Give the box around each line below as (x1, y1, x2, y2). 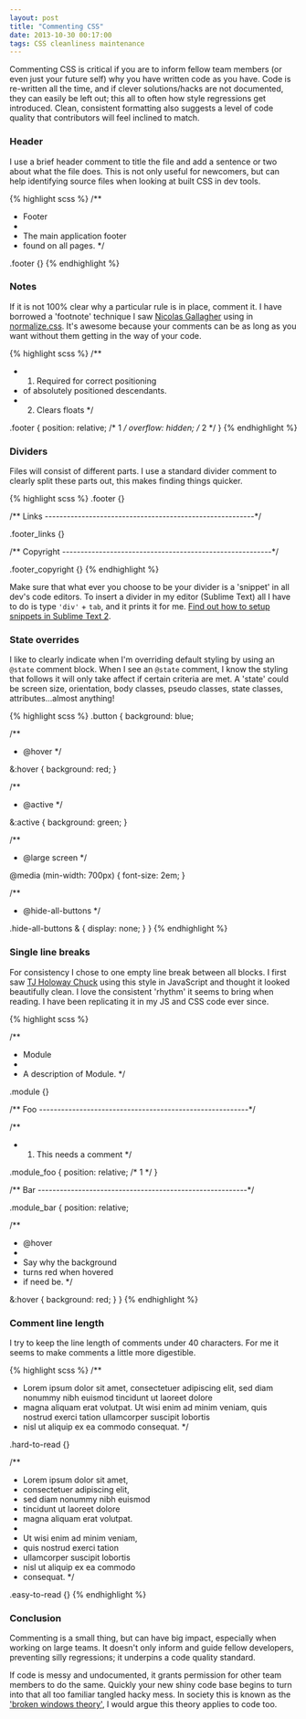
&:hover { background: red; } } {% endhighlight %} (9, 1293, 199, 1304)
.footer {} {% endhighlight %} (9, 258, 121, 269)
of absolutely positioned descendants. (22, 385, 167, 395)
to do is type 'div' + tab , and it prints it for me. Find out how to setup (9, 601, 271, 612)
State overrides (9, 634, 79, 647)
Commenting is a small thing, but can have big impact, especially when (9, 1632, 277, 1644)
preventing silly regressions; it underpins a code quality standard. (9, 1652, 256, 1663)
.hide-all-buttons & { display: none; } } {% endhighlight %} (9, 923, 228, 934)
